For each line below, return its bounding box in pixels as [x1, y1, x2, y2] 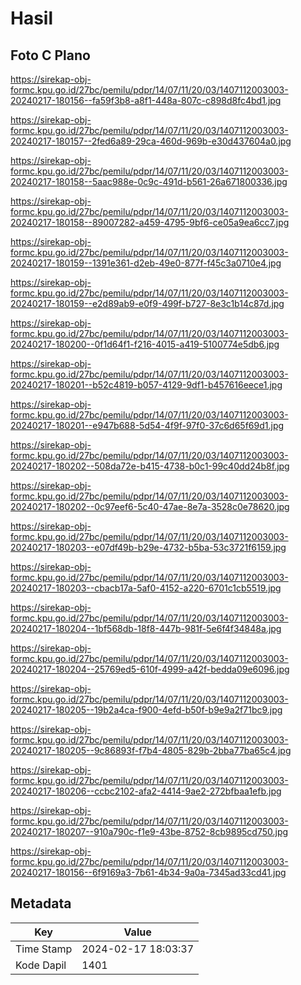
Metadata [10, 895, 72, 912]
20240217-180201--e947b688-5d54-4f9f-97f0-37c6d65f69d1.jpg [10, 420, 285, 431]
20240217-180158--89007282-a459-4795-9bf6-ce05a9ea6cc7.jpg [10, 217, 290, 228]
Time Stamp [15, 942, 73, 956]
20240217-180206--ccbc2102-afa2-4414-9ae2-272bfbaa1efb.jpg [10, 785, 282, 797]
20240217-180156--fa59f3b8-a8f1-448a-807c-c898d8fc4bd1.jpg [10, 95, 282, 106]
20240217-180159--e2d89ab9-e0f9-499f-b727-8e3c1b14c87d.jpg [10, 298, 285, 309]
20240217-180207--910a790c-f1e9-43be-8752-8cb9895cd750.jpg [10, 826, 289, 837]
